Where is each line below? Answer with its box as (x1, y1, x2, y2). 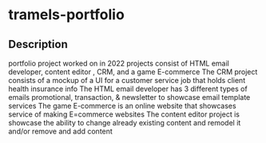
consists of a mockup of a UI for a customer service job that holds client (8, 76, 246, 85)
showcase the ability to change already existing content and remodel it (8, 118, 241, 127)
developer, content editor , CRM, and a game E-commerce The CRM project (8, 67, 258, 77)
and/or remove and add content (8, 126, 113, 136)
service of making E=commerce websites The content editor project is (8, 109, 240, 119)
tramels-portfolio (8, 6, 125, 24)
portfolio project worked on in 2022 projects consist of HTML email (8, 58, 229, 68)
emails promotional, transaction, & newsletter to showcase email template (8, 93, 251, 101)
